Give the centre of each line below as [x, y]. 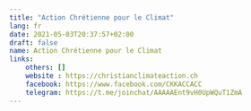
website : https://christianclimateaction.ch [112, 76]
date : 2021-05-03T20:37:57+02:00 [72, 34]
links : [22, 59]
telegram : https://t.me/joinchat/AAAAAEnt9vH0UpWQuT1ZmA [134, 92]
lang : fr [26, 26]
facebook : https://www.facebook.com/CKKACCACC [114, 84]
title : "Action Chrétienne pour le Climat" [92, 17]
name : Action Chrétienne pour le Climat [86, 51]
